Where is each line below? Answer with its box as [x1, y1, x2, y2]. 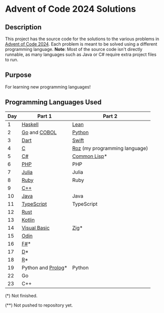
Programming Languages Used [5, 98, 102, 106]
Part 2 [102, 113, 117, 120]
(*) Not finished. [5, 292, 38, 298]
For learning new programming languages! [5, 84, 91, 90]
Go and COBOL [22, 129, 57, 136]
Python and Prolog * [22, 264, 68, 271]
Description [5, 23, 42, 31]
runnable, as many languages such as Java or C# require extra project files [5, 51, 157, 57]
